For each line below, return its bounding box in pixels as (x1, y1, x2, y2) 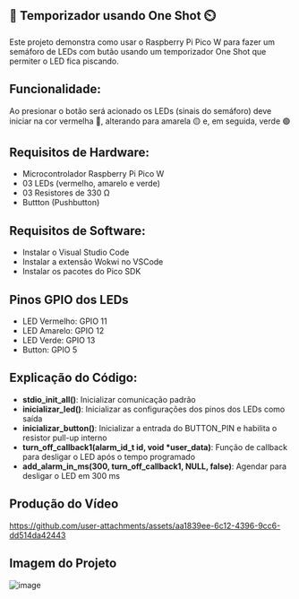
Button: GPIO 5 (21, 344, 78, 355)
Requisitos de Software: (9, 223, 146, 239)
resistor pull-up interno (21, 432, 107, 443)
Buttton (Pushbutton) (21, 197, 100, 208)
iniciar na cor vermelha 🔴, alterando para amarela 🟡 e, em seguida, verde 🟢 (9, 116, 291, 126)
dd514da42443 (9, 529, 66, 541)
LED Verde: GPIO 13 (21, 335, 96, 346)
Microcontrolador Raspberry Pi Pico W (21, 169, 165, 179)
